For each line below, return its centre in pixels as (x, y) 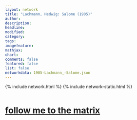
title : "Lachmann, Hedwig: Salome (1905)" (49, 14)
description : (18, 23)
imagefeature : (20, 46)
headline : (15, 28)
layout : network (21, 9)
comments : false (21, 59)
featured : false (21, 64)
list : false (17, 69)
